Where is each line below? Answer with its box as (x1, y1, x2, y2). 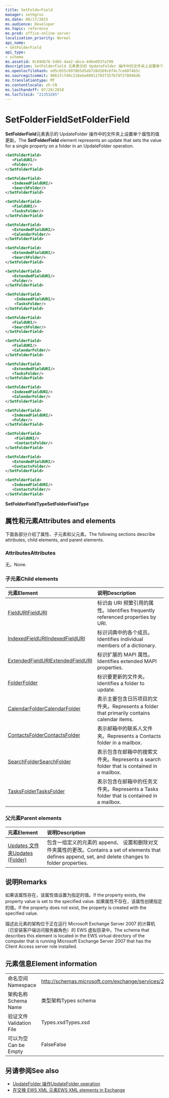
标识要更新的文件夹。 (97, 673, 148, 680)
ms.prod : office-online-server (5, 31, 71, 36)
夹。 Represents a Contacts (97, 733, 161, 740)
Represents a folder (112, 703, 159, 710)
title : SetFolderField (5, 7, 53, 13)
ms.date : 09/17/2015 (5, 17, 49, 22)
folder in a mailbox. (97, 739, 142, 746)
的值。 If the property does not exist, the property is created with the (5, 905, 147, 911)
